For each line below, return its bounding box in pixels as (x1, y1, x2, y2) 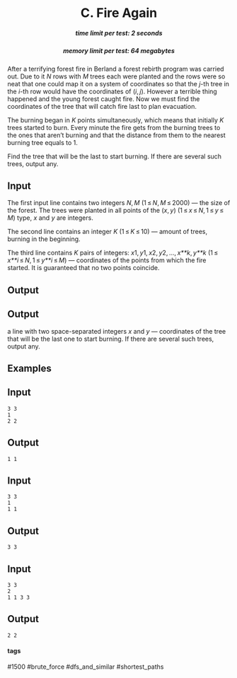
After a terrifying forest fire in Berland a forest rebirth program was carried (7, 64, 224, 73)
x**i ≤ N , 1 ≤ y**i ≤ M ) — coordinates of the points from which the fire (7, 256, 207, 264)
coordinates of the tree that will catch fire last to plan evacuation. (7, 102, 197, 110)
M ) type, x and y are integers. (7, 214, 93, 222)
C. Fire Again (80, 5, 158, 21)
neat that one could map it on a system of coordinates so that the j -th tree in (7, 79, 230, 88)
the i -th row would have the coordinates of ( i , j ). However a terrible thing (7, 87, 217, 95)
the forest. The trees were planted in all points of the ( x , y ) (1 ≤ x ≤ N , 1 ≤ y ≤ (7, 206, 224, 215)
